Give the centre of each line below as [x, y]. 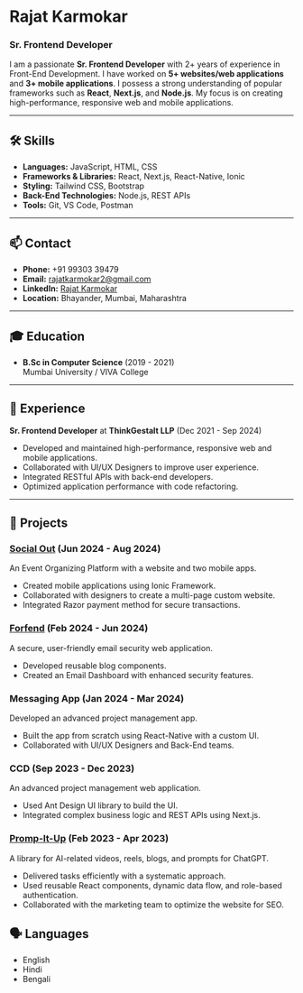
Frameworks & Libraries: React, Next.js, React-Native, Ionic [133, 177]
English [36, 960]
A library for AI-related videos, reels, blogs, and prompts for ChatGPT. [139, 858]
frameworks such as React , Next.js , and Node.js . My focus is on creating [147, 93]
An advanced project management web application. [105, 788]
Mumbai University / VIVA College [85, 372]
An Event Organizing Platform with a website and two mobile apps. [133, 568]
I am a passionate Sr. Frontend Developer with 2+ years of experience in [145, 64]
